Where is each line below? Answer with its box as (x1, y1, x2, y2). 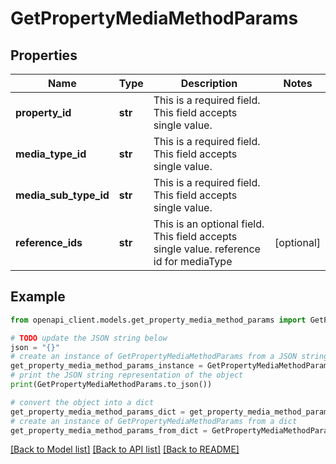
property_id (15, 106, 72, 119)
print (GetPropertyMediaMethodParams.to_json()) (10, 380, 213, 390)
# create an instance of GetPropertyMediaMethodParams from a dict (10, 416, 298, 426)
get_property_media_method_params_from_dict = (10, 425, 208, 436)
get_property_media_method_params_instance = (10, 361, 203, 371)
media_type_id (15, 147, 87, 161)
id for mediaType (153, 255, 233, 268)
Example (10, 288, 66, 306)
